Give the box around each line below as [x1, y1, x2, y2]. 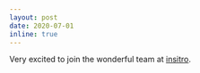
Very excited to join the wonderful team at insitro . [9, 54, 191, 65]
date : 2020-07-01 [9, 21, 74, 30]
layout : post [9, 12, 58, 22]
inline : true [9, 29, 58, 38]
